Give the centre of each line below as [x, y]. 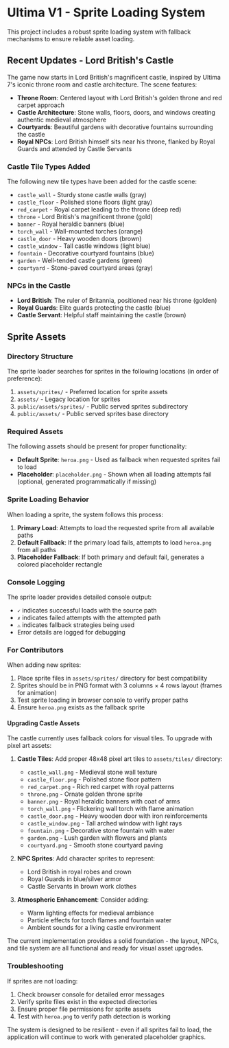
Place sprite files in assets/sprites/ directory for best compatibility [112, 679]
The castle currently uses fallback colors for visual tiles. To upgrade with [110, 738]
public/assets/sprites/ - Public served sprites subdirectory [103, 407]
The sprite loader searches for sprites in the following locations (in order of [113, 372]
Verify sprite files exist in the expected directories [87, 1001]
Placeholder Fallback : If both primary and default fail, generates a [110, 557]
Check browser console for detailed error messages [91, 994]
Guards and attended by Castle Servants [74, 148]
